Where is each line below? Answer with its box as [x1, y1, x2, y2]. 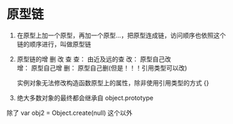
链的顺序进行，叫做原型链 [16, 39, 92, 48]
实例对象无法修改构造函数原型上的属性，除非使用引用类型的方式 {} [16, 78, 209, 87]
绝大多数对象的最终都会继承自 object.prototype [16, 93, 154, 102]
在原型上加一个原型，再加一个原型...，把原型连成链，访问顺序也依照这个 [16, 31, 226, 39]
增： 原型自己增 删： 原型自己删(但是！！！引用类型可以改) [16, 63, 187, 72]
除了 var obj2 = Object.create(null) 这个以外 [6, 108, 133, 117]
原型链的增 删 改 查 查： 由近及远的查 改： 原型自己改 [16, 54, 172, 63]
